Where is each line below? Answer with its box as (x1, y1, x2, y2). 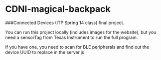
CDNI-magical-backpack (5, 3, 111, 15)
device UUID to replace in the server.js (5, 49, 84, 55)
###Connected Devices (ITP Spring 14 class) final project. (5, 20, 125, 26)
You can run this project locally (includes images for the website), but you (5, 29, 157, 35)
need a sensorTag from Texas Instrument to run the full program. (5, 34, 138, 40)
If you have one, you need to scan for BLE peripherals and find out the (5, 44, 150, 50)
